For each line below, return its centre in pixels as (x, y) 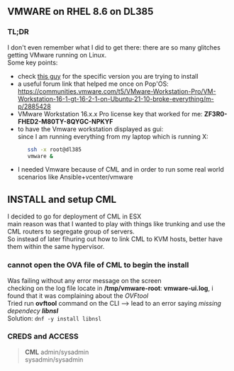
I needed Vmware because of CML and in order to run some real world (121, 170)
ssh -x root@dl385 (55, 149)
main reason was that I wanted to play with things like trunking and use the (116, 224)
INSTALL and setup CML (62, 199)
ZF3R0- (216, 113)
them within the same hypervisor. (56, 247)
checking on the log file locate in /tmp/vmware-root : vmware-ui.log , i (111, 288)
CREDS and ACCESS (43, 336)
